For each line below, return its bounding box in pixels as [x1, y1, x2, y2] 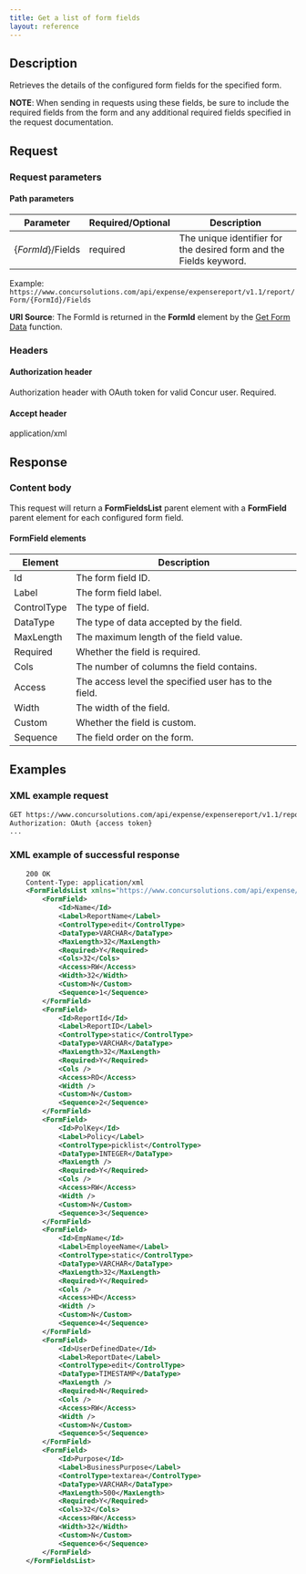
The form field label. [76, 586, 162, 599]
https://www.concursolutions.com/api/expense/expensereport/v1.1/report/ [9, 287, 296, 296]
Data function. [9, 321, 63, 332]
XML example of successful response [9, 849, 180, 862]
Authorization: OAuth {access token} [9, 818, 153, 828]
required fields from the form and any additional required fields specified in [9, 107, 291, 119]
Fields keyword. [178, 254, 247, 267]
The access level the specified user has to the [76, 676, 272, 689]
